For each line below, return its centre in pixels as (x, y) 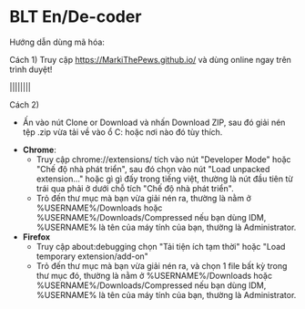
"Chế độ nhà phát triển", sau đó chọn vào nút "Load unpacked (153, 169)
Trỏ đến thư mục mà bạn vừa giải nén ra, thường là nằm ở (144, 198)
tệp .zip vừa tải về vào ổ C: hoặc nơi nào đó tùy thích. (122, 132)
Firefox (36, 237)
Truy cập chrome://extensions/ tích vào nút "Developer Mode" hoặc (163, 159)
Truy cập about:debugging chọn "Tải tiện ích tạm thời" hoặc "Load (161, 246)
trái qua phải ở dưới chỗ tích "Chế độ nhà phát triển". (135, 188)
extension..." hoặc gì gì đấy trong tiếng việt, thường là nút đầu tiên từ (164, 179)
